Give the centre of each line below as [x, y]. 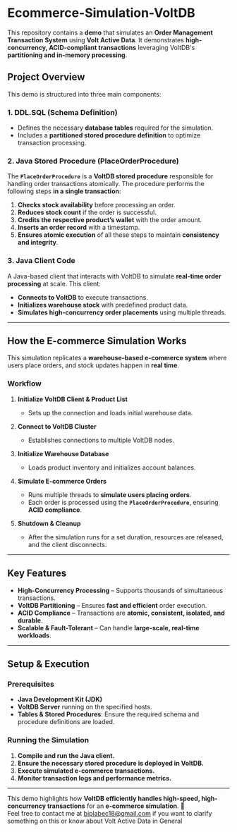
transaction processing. [52, 143]
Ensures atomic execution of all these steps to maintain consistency [119, 235]
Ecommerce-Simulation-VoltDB [101, 13]
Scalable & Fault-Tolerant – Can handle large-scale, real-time [108, 628]
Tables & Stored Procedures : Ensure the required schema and [108, 714]
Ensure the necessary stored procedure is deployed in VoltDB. [111, 763]
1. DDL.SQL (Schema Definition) [62, 112]
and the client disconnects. [67, 544]
